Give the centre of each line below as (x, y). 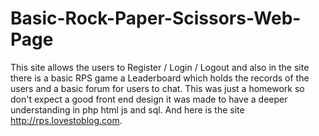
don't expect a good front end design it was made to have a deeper (149, 99)
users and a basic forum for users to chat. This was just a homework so (157, 88)
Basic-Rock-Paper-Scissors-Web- (156, 18)
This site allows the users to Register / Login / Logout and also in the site (160, 67)
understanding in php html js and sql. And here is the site (127, 109)
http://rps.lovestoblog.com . (66, 120)
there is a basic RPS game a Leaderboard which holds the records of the (160, 78)
